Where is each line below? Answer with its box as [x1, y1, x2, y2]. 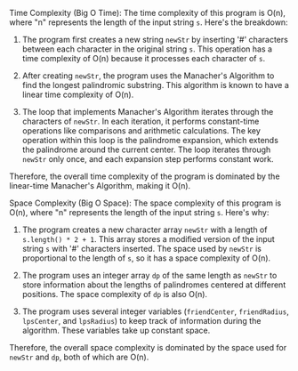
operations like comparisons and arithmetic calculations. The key [21, 125, 261, 136]
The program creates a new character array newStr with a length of [21, 224, 268, 235]
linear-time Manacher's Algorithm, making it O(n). [9, 181, 191, 190]
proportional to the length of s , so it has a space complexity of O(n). [21, 253, 271, 263]
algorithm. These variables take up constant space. [21, 325, 211, 335]
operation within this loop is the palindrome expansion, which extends [21, 135, 278, 145]
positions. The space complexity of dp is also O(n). [21, 289, 207, 299]
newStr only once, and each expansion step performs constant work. [21, 154, 274, 164]
